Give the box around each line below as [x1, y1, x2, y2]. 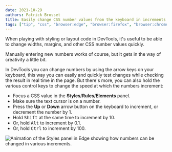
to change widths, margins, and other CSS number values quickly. [5, 41, 145, 48]
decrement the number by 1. [12, 109, 73, 115]
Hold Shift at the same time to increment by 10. [12, 115, 116, 121]
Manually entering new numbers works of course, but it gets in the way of [5, 51, 161, 57]
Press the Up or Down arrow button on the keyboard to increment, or [12, 103, 159, 110]
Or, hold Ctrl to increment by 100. [12, 125, 86, 132]
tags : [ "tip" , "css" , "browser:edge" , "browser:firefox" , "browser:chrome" [5, 21, 170, 27]
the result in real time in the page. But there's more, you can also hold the [5, 77, 160, 83]
